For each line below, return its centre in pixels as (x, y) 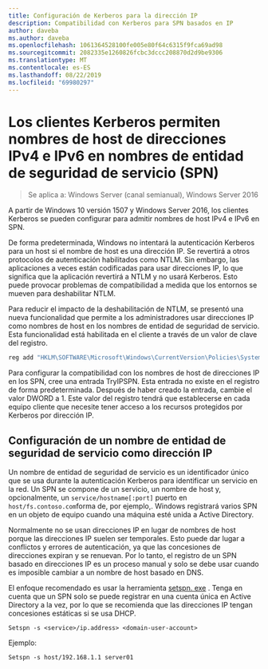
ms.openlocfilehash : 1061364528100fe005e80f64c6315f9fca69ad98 (116, 46)
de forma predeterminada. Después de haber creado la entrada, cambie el (130, 390)
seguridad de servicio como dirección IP (110, 453)
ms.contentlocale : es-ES (49, 68)
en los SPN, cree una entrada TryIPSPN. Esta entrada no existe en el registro (134, 382)
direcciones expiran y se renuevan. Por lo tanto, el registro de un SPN (122, 556)
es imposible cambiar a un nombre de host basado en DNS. (106, 572)
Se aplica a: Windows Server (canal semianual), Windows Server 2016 (143, 195)
